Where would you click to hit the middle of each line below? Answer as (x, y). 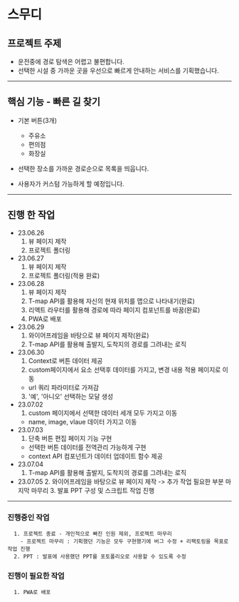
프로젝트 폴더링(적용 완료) (64, 275)
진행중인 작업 (28, 517)
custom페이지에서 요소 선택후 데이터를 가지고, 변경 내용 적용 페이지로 (124, 369)
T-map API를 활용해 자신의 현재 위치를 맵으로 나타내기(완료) (112, 301)
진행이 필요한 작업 (36, 576)
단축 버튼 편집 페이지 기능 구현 (70, 438)
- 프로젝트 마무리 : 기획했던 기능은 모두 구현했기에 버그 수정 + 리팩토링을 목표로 (124, 541)
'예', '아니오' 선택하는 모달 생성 (71, 396)
